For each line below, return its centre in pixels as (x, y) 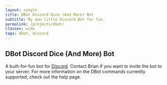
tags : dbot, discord (27, 33)
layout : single (21, 10)
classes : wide (20, 29)
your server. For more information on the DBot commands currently (75, 71)
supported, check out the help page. (43, 77)
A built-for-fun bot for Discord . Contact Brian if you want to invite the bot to (83, 66)
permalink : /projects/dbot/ (35, 24)
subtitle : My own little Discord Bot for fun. (55, 19)
